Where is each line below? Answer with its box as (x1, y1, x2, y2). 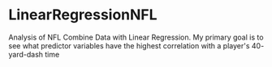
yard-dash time (8, 49, 60, 59)
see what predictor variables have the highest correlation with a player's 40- (8, 40, 265, 50)
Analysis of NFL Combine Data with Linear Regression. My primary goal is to (8, 32, 264, 42)
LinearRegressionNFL (8, 6, 158, 24)
